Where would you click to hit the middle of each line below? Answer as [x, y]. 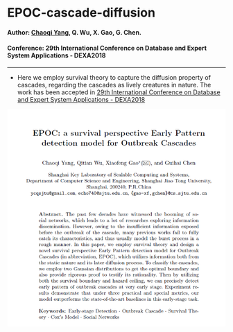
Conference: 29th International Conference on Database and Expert [107, 48]
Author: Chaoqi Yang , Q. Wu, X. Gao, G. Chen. [75, 32]
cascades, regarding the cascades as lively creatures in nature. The [114, 85]
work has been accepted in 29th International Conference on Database [119, 92]
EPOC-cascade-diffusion [81, 13]
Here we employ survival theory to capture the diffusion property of [114, 77]
